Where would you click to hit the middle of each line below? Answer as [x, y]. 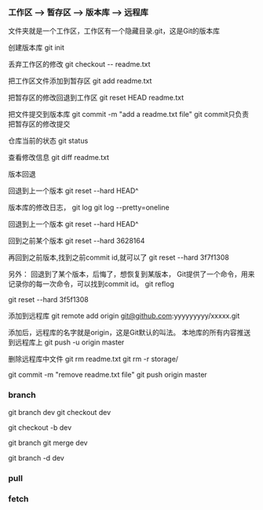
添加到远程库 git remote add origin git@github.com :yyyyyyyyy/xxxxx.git [124, 316]
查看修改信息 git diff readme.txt [59, 158]
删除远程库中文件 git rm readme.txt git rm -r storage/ [93, 359]
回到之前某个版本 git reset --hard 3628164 [77, 241]
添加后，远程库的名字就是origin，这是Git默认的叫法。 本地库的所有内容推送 [130, 333]
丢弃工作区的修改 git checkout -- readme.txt [79, 64]
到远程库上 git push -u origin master [66, 342]
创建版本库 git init [37, 48]
